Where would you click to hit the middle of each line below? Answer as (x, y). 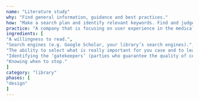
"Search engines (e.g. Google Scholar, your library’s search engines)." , (100, 45)
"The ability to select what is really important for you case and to (95, 50)
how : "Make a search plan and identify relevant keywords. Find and (92, 23)
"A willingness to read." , (39, 39)
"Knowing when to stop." (37, 61)
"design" (17, 84)
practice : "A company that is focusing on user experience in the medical (100, 28)
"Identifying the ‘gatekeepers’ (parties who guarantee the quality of (96, 56)
